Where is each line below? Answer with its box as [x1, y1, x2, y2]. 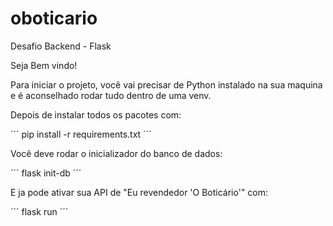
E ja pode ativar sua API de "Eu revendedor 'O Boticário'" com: [10, 186, 269, 198]
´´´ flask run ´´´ [10, 205, 69, 217]
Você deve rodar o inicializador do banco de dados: [10, 147, 223, 159]
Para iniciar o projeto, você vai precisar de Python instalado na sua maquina [10, 78, 323, 91]
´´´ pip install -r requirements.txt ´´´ [10, 128, 152, 140]
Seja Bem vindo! [10, 59, 78, 71]
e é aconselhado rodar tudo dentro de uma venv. [10, 89, 212, 101]
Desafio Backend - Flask [10, 40, 112, 52]
